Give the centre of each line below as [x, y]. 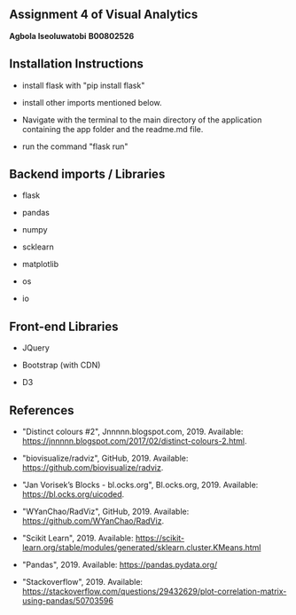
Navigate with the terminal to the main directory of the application [142, 120]
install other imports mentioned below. [92, 102]
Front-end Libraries [64, 326]
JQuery [36, 348]
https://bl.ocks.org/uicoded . [73, 494]
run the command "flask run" [75, 146]
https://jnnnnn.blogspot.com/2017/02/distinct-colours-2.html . [134, 441]
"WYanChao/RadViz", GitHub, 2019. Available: [105, 512]
